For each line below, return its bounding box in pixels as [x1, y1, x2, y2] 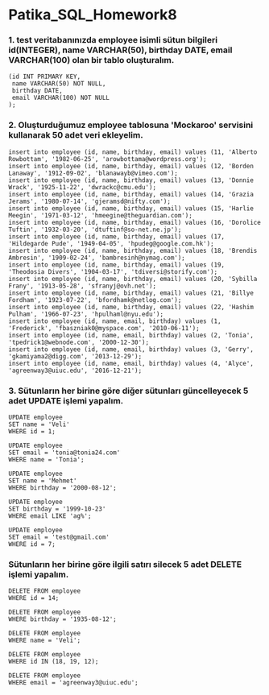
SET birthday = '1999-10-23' [8, 505, 106, 513]
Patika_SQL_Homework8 [8, 6, 177, 24]
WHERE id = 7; [8, 540, 56, 548]
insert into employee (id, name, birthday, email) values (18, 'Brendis [8, 246, 258, 254]
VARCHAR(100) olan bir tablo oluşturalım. [8, 55, 175, 66]
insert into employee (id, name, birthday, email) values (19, [8, 260, 226, 269]
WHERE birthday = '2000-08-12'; [8, 484, 117, 492]
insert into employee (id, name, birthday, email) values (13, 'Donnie [8, 176, 254, 184]
